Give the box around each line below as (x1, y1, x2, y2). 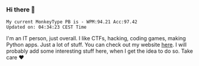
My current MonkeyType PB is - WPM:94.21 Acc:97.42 (6, 19, 137, 25)
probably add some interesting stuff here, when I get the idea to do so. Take (6, 47, 193, 55)
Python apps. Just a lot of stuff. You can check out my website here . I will (6, 41, 187, 49)
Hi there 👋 (6, 5, 36, 14)
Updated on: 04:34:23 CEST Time (6, 24, 87, 31)
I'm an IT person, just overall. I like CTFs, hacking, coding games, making (6, 35, 186, 42)
